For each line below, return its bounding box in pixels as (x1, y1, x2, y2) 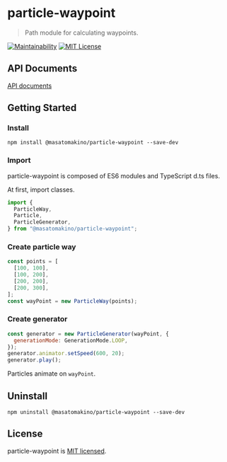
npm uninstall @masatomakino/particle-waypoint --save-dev (7, 409, 185, 416)
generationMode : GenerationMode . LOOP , (13, 337, 129, 344)
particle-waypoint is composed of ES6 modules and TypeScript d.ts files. (7, 171, 221, 180)
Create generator (7, 314, 68, 324)
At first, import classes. (7, 185, 75, 194)
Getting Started (7, 102, 77, 114)
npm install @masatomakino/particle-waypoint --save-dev (7, 139, 179, 146)
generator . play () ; (7, 357, 62, 364)
